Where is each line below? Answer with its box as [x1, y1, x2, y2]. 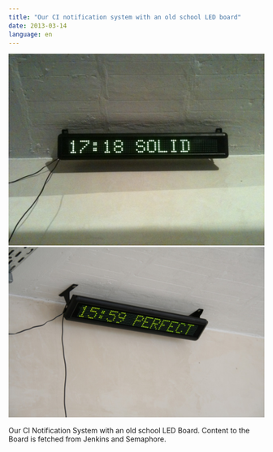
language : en [8, 30, 53, 38]
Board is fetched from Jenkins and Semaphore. [8, 434, 167, 444]
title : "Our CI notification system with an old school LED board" [8, 13, 242, 21]
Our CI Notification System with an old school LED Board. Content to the [8, 426, 250, 436]
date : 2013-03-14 [8, 21, 67, 30]
